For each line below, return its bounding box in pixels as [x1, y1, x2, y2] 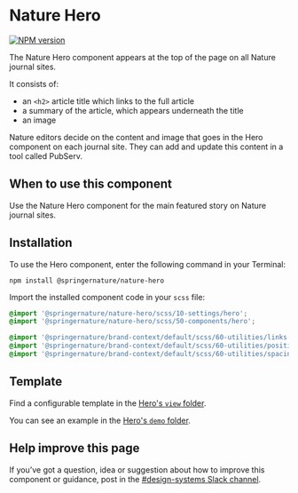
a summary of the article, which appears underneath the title [21, 105, 244, 115]
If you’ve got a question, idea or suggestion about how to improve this [9, 464, 265, 475]
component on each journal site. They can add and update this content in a [9, 141, 284, 152]
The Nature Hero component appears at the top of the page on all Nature [9, 52, 277, 62]
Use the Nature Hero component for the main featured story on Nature [9, 200, 267, 211]
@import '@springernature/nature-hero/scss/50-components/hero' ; [9, 317, 255, 326]
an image [21, 115, 57, 125]
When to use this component [9, 177, 173, 192]
